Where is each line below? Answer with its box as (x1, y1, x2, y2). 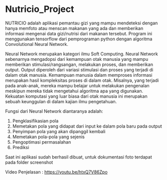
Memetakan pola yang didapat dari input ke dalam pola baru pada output (12, 123, 162, 129)
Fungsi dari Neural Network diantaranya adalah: (5, 108, 103, 114)
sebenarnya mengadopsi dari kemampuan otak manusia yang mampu (5, 56, 149, 62)
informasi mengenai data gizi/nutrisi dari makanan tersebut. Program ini (5, 30, 153, 36)
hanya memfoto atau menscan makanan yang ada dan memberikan (5, 25, 144, 31)
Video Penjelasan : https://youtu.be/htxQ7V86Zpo (5, 169, 108, 175)
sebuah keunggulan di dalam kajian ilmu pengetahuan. (5, 98, 117, 104)
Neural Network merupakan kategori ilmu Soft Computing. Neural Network (5, 51, 158, 57)
